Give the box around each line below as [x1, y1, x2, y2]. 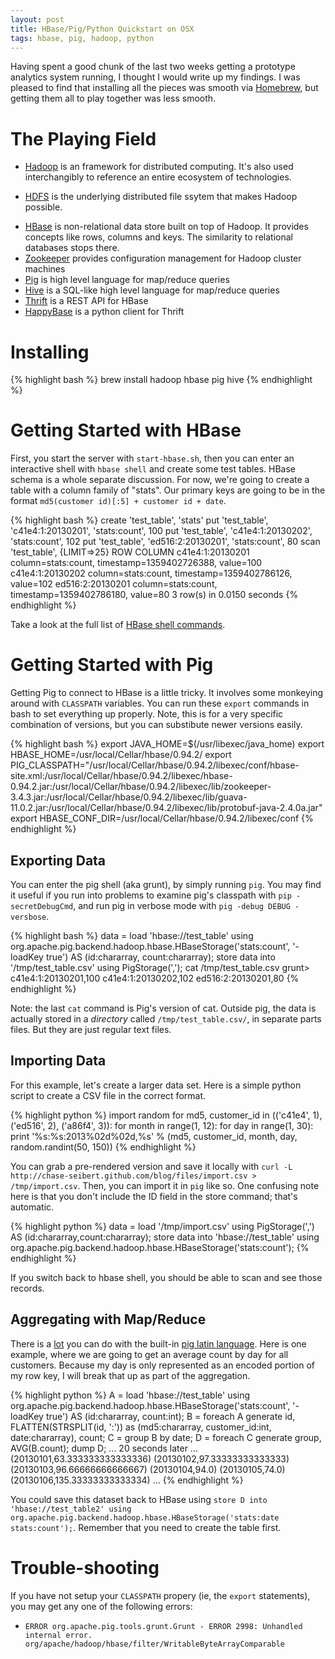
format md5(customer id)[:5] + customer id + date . [10, 495, 227, 507]
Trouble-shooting [10, 1556, 160, 1579]
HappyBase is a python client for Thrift [24, 306, 185, 318]
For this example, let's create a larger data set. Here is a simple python [10, 1079, 302, 1091]
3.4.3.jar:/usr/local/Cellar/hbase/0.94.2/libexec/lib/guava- [10, 791, 248, 803]
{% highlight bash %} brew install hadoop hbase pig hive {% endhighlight [10, 374, 313, 386]
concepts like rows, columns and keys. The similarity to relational [24, 231, 293, 243]
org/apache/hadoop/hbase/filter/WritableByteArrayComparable [24, 1639, 286, 1649]
